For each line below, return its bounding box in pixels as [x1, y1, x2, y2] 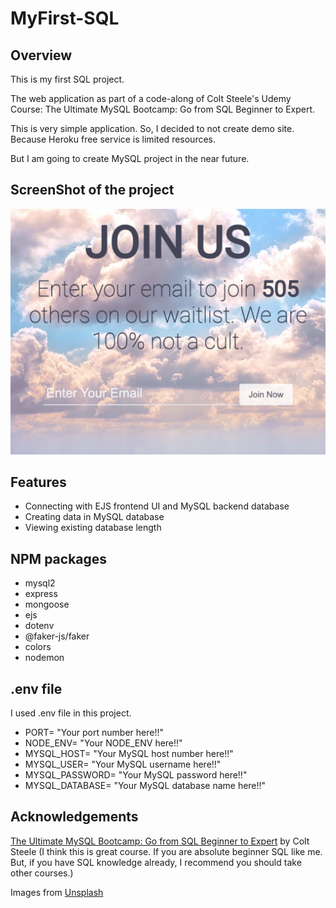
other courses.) [10, 867, 74, 879]
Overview [10, 47, 73, 64]
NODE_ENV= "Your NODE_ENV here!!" [24, 737, 183, 749]
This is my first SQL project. [10, 73, 125, 85]
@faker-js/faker [24, 630, 90, 642]
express [24, 588, 58, 600]
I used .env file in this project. [10, 707, 132, 719]
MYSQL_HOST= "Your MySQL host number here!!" [24, 748, 234, 760]
